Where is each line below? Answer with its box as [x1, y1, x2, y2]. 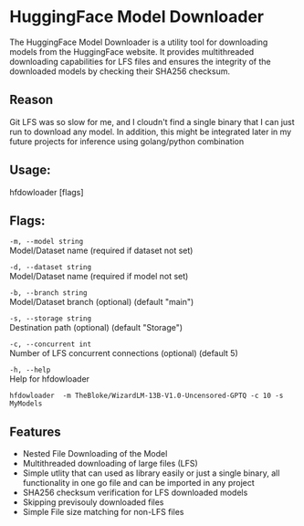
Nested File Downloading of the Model [22, 448, 168, 459]
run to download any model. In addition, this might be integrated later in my [9, 126, 292, 137]
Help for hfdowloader [9, 373, 89, 384]
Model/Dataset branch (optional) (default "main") [9, 297, 194, 308]
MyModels [9, 399, 43, 408]
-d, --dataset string [9, 263, 92, 272]
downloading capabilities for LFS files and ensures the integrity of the [9, 56, 271, 67]
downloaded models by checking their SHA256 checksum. [9, 66, 231, 77]
